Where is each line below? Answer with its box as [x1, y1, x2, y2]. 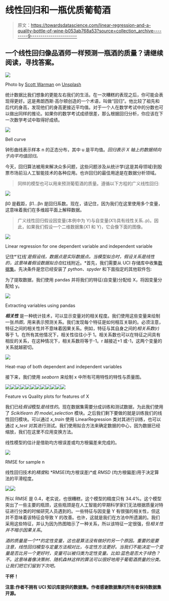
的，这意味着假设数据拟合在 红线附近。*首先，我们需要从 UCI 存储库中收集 [5, 259, 158, 266]
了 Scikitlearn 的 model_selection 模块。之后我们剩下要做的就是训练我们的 [5, 410, 158, 416]
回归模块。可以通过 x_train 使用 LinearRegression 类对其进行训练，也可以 [9, 416, 161, 422]
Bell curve [5, 136, 26, 142]
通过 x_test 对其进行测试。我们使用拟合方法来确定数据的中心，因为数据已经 [5, 422, 160, 428]
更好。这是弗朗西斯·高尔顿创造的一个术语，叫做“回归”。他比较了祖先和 [14, 98, 160, 104]
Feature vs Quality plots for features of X [5, 393, 89, 399]
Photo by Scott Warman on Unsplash [5, 81, 81, 87]
